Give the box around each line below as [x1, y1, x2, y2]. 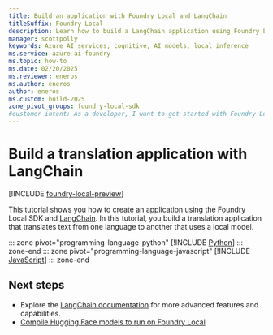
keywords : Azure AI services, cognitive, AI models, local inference [8, 42, 249, 50]
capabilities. [19, 308, 61, 318]
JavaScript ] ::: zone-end [8, 255, 90, 264]
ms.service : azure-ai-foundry [8, 49, 111, 58]
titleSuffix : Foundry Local [8, 19, 104, 28]
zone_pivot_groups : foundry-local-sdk [8, 102, 140, 110]
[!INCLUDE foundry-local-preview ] [8, 188, 124, 199]
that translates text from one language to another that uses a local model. [8, 221, 254, 231]
